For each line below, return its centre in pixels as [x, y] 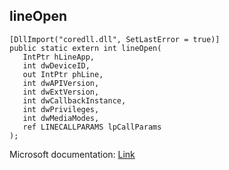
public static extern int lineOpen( [85, 48]
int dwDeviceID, [56, 65]
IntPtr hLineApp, [59, 57]
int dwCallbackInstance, [74, 100]
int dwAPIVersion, [61, 83]
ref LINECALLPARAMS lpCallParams [92, 127]
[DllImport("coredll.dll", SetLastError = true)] [115, 39]
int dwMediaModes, [61, 118]
